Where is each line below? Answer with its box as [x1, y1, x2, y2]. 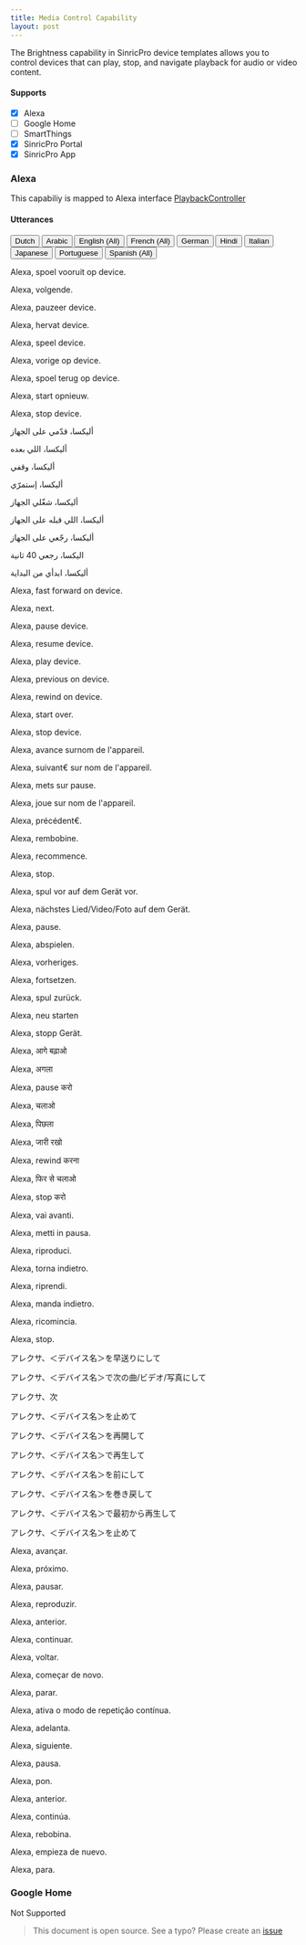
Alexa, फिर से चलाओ [10, 1173, 76, 1184]
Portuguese [58, 248, 98, 258]
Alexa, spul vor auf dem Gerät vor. [10, 885, 139, 896]
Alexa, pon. [10, 1775, 53, 1786]
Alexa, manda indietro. [10, 1298, 95, 1309]
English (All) [78, 236, 120, 246]
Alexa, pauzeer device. [10, 301, 97, 312]
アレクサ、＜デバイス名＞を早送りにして [10, 1352, 161, 1363]
